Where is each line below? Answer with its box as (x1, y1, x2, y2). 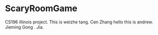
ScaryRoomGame (5, 3, 78, 14)
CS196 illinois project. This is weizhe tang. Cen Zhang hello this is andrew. (5, 19, 153, 25)
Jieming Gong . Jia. (5, 24, 44, 30)
